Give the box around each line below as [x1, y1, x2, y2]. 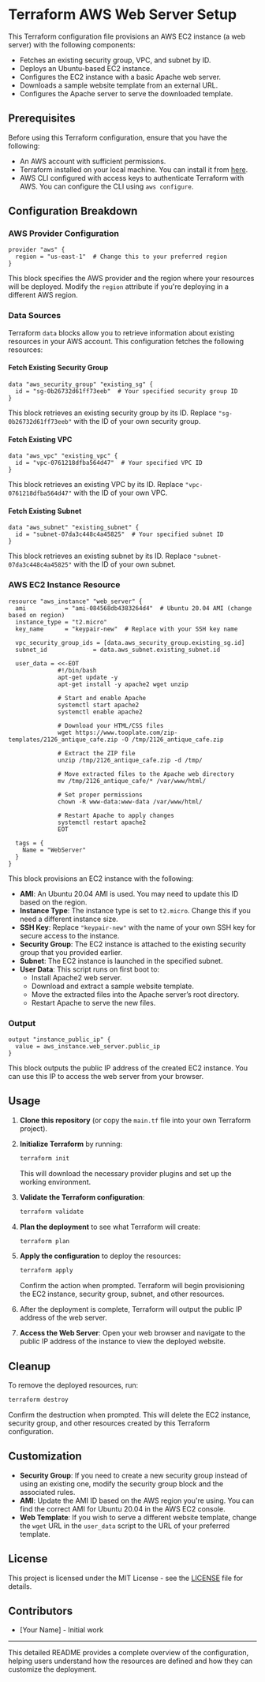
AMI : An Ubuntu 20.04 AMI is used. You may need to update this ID [19, 889, 239, 898]
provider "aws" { [8, 246, 65, 254]
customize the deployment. [8, 1665, 97, 1674]
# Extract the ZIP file [58, 749, 136, 757]
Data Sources [8, 310, 62, 321]
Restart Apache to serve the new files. [31, 998, 156, 1007]
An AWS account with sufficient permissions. [19, 156, 166, 166]
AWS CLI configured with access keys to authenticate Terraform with [19, 173, 244, 182]
